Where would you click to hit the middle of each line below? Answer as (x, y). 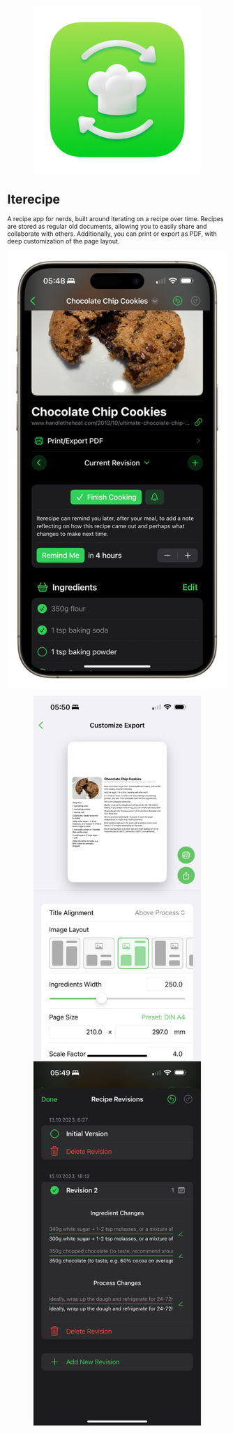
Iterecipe (34, 200)
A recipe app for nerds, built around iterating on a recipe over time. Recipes (115, 218)
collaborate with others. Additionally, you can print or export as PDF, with (112, 234)
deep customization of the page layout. (63, 241)
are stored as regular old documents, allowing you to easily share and (107, 226)
